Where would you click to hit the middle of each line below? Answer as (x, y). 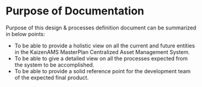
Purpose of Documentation (75, 11)
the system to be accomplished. (54, 65)
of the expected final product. (51, 77)
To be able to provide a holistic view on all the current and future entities (105, 46)
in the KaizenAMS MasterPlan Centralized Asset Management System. (102, 52)
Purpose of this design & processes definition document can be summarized (101, 28)
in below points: (25, 34)
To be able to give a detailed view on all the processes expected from (101, 58)
